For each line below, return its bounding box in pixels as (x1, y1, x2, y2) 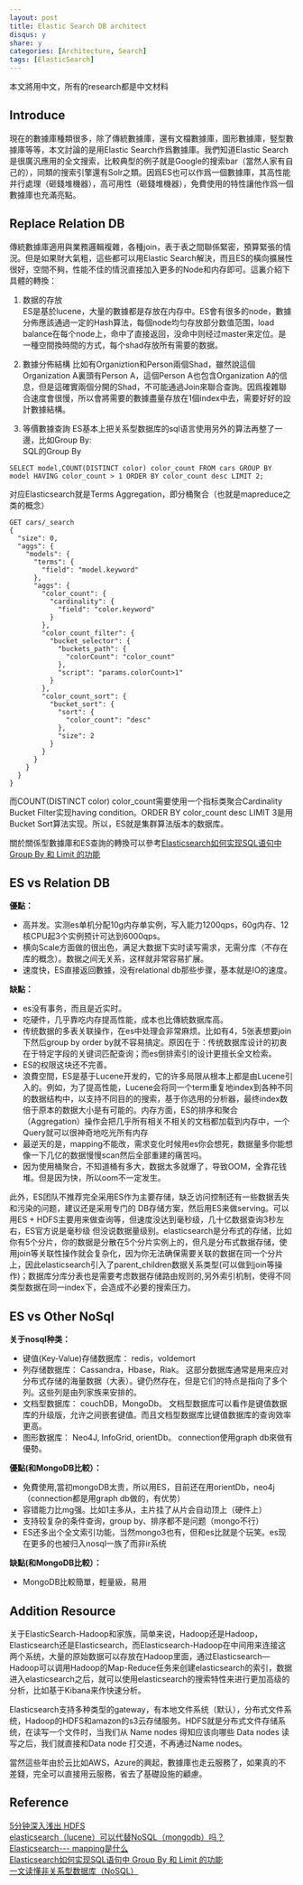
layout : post (9, 13, 59, 23)
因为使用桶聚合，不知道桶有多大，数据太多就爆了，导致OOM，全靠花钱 (22, 1162, 287, 1172)
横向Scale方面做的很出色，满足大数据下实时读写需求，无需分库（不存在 (22, 942, 289, 953)
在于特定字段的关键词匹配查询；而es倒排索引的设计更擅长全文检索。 (22, 1049, 277, 1059)
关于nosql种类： (9, 1334, 70, 1345)
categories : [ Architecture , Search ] (9, 47, 147, 56)
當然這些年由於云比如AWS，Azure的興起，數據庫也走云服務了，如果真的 (9, 1758, 279, 1768)
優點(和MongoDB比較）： (9, 1462, 102, 1473)
